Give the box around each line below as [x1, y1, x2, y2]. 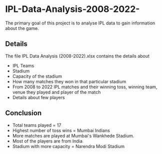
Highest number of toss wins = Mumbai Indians [12, 127, 110, 133]
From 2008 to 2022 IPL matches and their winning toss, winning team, [12, 84, 157, 90]
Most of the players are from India [12, 138, 82, 144]
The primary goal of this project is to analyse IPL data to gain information [5, 20, 155, 26]
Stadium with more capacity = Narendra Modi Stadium [12, 143, 125, 149]
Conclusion [5, 109, 42, 118]
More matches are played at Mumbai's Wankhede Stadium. [12, 133, 134, 139]
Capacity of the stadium [12, 73, 62, 79]
